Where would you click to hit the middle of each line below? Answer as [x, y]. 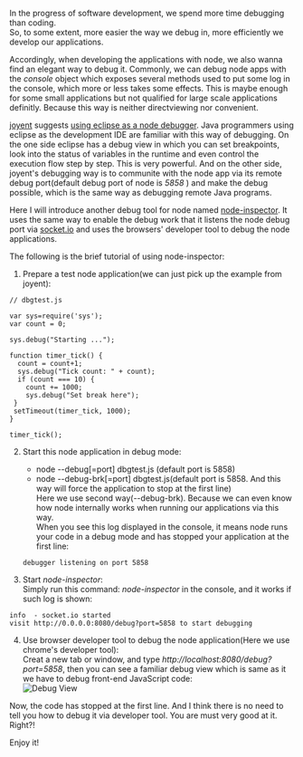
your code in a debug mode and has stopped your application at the [162, 537]
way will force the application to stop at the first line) [134, 489]
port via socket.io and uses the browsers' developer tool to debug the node [150, 229]
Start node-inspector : [62, 580]
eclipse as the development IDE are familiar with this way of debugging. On [149, 134]
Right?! [23, 725]
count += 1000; [54, 388]
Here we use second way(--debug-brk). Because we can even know [164, 498]
